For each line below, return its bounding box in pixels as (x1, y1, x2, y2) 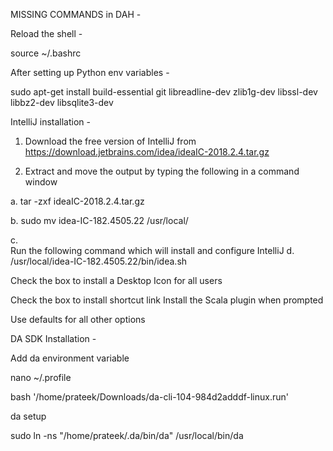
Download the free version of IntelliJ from (24, 135, 197, 147)
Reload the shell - (10, 28, 83, 39)
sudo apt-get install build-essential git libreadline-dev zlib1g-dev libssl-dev (10, 86, 318, 98)
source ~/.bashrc (10, 47, 82, 59)
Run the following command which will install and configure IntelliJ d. (10, 245, 295, 256)
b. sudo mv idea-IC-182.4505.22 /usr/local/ (10, 215, 189, 226)
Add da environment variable (10, 352, 130, 364)
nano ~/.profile (10, 372, 72, 383)
